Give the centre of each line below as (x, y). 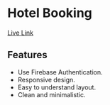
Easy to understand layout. (57, 87)
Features (27, 55)
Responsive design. (46, 79)
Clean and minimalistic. (52, 94)
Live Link (21, 33)
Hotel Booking (50, 13)
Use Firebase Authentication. (60, 72)
